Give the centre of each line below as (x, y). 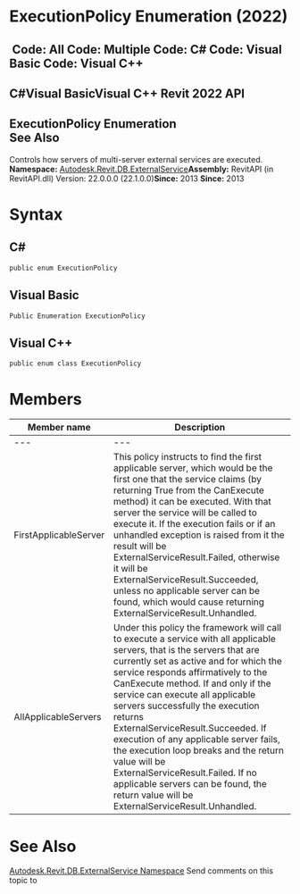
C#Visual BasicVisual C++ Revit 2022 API (127, 93)
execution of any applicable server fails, (197, 739)
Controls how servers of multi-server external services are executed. (136, 159)
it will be (131, 569)
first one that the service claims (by (187, 480)
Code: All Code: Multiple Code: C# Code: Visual (147, 50)
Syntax (36, 214)
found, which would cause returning (189, 602)
